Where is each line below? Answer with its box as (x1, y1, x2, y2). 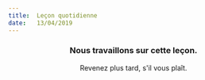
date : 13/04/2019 (8, 19, 73, 27)
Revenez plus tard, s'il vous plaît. (79, 63, 188, 72)
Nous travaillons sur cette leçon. (69, 45, 198, 56)
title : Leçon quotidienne (8, 11, 98, 20)
